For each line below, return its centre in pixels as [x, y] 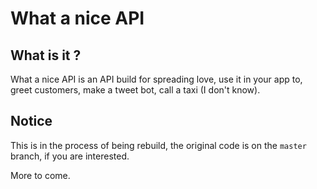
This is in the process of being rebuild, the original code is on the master [158, 145]
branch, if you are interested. [70, 156]
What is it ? [46, 55]
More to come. [40, 175]
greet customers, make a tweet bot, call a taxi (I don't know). [135, 90]
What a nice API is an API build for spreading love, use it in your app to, [156, 79]
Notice [31, 121]
